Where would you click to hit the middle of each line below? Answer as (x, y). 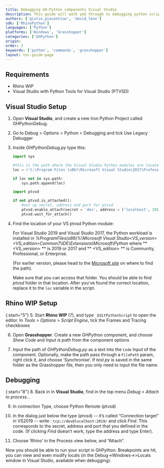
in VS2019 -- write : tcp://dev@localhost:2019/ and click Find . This (80, 421)
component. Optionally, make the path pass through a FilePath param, (83, 354)
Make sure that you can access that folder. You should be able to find (82, 277)
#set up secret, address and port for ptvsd (67, 205)
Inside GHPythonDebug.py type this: (49, 147)
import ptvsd (26, 192)
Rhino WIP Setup (32, 303)
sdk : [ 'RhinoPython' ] (27, 23)
